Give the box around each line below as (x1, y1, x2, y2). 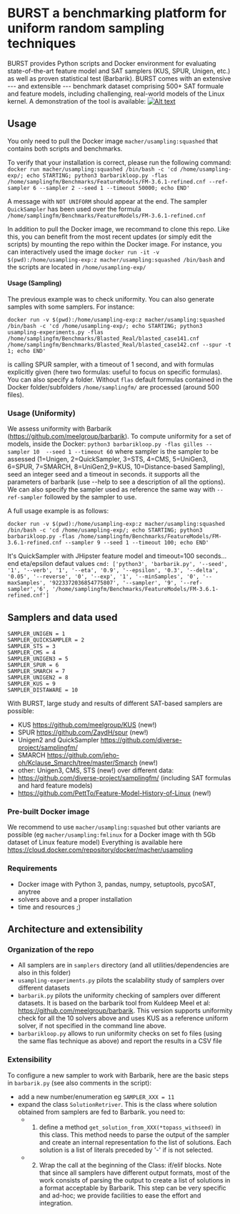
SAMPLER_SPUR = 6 (7, 662, 59, 669)
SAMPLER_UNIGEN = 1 (7, 630, 66, 637)
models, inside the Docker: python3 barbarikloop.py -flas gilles (7, 439, 204, 448)
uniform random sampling (7, 20, 165, 36)
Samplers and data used (7, 611, 118, 623)
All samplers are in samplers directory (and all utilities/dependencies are (17, 961, 230, 970)
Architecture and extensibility (7, 923, 144, 935)
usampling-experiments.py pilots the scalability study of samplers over (17, 976, 225, 985)
